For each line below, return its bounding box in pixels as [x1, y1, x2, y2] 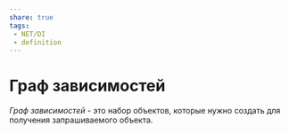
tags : [9, 21, 29, 30]
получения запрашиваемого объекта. [9, 114, 153, 125]
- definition [12, 37, 62, 47]
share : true [9, 12, 54, 22]
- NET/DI [12, 29, 46, 38]
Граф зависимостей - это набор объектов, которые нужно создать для [9, 106, 281, 116]
